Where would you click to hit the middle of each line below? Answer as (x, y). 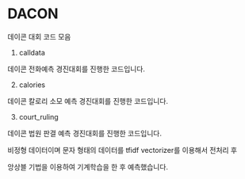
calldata (32, 52)
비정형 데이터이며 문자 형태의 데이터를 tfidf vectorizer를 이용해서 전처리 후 (122, 150)
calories (32, 85)
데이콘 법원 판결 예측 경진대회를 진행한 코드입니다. (85, 133)
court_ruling (38, 116)
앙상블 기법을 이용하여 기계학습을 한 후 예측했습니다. (88, 166)
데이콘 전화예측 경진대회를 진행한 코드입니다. (77, 69)
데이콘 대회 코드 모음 (39, 36)
